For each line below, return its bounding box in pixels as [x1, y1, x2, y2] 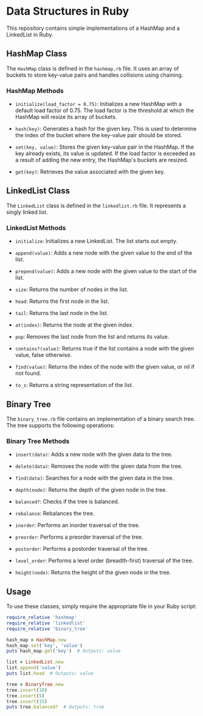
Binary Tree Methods [6, 437, 70, 445]
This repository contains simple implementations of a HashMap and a [6, 24, 181, 32]
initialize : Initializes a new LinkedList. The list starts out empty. [15, 238, 178, 245]
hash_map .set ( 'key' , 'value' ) [6, 642, 83, 648]
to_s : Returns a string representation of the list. [15, 381, 134, 389]
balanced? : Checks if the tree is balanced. [15, 498, 120, 505]
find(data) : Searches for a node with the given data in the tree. [15, 474, 174, 482]
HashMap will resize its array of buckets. [15, 113, 117, 121]
